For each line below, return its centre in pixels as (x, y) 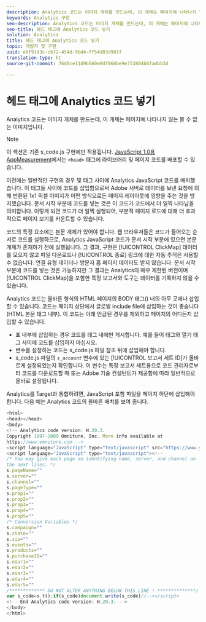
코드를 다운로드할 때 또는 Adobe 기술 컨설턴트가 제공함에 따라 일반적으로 (109, 373)
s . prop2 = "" (20, 499)
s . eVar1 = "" (20, 562)
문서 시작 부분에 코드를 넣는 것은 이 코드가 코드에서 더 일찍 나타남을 (114, 203)
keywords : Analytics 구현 (38, 18)
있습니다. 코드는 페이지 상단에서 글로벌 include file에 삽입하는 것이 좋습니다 (109, 306)
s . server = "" (21, 476)
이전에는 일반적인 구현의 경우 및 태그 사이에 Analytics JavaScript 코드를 (93, 180)
